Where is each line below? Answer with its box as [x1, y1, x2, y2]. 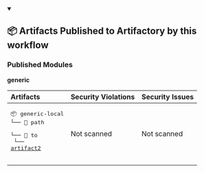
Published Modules [7, 60, 73, 69]
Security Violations [70, 92, 135, 102]
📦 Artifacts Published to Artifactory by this [7, 25, 197, 37]
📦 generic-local [10, 110, 64, 117]
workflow [7, 39, 49, 51]
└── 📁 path [10, 118, 45, 126]
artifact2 [10, 144, 41, 152]
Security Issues [141, 92, 194, 102]
